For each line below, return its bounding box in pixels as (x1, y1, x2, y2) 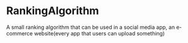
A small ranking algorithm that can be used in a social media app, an (6, 24, 175, 31)
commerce (6, 29, 33, 37)
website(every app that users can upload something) (34, 29, 165, 37)
